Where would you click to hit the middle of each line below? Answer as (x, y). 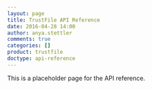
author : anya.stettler (40, 33)
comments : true (29, 39)
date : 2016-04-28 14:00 (41, 26)
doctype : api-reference (41, 59)
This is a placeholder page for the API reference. (76, 78)
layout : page (26, 13)
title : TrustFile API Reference (54, 20)
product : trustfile (35, 52)
